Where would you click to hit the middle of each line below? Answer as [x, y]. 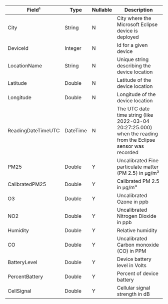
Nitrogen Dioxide [136, 216]
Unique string [133, 59]
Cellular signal [133, 288]
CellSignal [19, 291]
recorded [127, 152]
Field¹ [34, 10]
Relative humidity [137, 230]
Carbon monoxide [138, 245]
